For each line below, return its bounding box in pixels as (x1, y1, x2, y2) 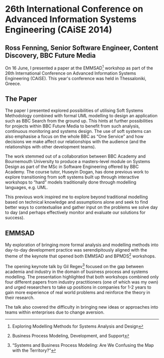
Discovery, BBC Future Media (5, 51, 96, 60)
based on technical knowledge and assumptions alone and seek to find (5, 199, 148, 205)
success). (5, 215, 25, 221)
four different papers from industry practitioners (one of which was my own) (5, 279, 159, 285)
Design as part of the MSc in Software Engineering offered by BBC (5, 164, 139, 169)
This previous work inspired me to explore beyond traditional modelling (5, 194, 148, 200)
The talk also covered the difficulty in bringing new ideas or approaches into (5, 304, 159, 310)
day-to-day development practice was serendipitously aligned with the (5, 247, 147, 253)
